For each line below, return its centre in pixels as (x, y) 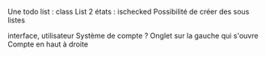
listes (17, 20)
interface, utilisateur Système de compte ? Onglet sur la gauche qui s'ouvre (133, 36)
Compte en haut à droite (48, 44)
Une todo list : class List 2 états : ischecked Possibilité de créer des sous (129, 12)
